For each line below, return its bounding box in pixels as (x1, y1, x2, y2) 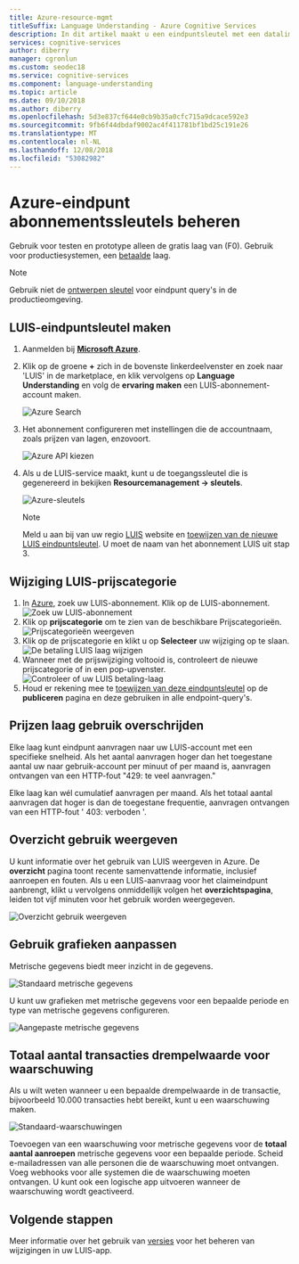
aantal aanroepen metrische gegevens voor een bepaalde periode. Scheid (9, 1148, 284, 1159)
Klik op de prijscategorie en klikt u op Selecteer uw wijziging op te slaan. (21, 636, 290, 646)
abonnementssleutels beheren (9, 211, 241, 232)
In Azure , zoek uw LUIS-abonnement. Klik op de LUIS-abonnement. (21, 598, 271, 609)
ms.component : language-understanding (9, 79, 153, 88)
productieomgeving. (9, 294, 84, 305)
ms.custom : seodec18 (9, 63, 86, 72)
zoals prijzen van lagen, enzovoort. (21, 433, 151, 444)
